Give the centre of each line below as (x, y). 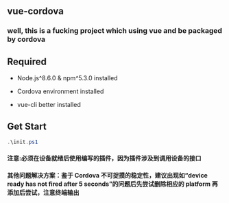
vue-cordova (35, 11)
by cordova (26, 39)
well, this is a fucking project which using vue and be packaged (115, 31)
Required (27, 61)
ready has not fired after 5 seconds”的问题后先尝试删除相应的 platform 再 (112, 184)
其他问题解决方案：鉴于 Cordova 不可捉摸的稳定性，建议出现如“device (107, 175)
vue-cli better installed (49, 105)
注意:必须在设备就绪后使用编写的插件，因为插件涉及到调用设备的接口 (104, 158)
